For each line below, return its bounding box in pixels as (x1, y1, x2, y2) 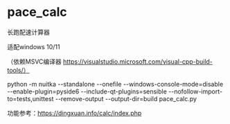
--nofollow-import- (168, 87, 223, 96)
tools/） (7, 66, 30, 74)
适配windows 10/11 (7, 42, 60, 51)
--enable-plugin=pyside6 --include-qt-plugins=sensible (7, 87, 168, 96)
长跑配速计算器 (7, 28, 50, 36)
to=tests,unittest (7, 94, 54, 103)
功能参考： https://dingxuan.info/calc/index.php (7, 109, 142, 117)
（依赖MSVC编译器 (7, 57, 62, 66)
